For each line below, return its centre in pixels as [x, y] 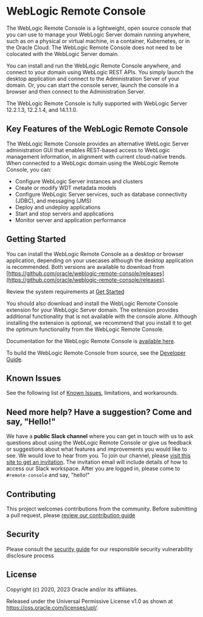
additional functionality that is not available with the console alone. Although [102, 316]
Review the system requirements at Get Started [65, 291]
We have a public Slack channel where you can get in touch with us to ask [100, 436]
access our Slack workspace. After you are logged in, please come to [93, 469]
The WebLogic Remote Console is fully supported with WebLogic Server [97, 103]
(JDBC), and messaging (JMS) [53, 200]
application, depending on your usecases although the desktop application [100, 260]
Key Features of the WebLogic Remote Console [97, 129]
